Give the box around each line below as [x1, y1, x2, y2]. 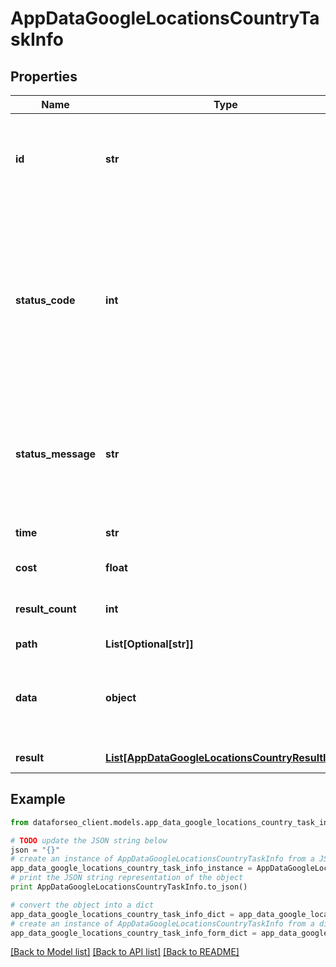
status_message [15, 447, 97, 461]
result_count [15, 602, 77, 616]
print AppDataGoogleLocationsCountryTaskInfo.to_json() [10, 882, 248, 892]
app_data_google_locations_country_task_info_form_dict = [10, 928, 257, 938]
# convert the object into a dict [10, 900, 155, 910]
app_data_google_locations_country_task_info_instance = [10, 863, 253, 874]
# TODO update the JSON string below [10, 835, 168, 846]
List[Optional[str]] [105, 637, 194, 651]
